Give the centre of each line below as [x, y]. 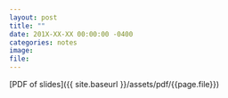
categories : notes [43, 42]
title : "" [28, 26]
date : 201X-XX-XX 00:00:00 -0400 [71, 34]
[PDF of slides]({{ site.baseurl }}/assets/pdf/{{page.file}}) [114, 84]
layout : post [33, 17]
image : [21, 51]
